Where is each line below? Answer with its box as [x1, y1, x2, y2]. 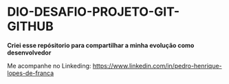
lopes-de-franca [7, 69, 54, 77]
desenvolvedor [7, 48, 52, 57]
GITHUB [7, 18, 54, 34]
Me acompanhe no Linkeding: [7, 61, 91, 70]
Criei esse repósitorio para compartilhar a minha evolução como [7, 41, 195, 49]
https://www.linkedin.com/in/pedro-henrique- [92, 61, 222, 70]
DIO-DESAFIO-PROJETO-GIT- [7, 4, 180, 20]
